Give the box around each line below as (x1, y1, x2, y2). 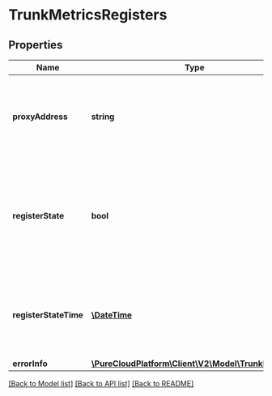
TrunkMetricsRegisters (8, 6, 168, 24)
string (91, 111, 115, 122)
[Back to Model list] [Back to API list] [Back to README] (8, 379, 194, 388)
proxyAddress (12, 111, 68, 122)
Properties (8, 38, 63, 52)
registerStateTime (12, 309, 83, 321)
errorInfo (12, 358, 49, 369)
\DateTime (91, 309, 132, 321)
